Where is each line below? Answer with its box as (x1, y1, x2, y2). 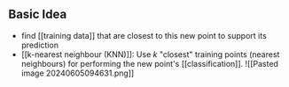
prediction (20, 40, 59, 50)
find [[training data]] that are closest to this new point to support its (20, 30, 267, 40)
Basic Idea (8, 7, 67, 22)
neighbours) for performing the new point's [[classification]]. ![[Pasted (20, 58, 278, 69)
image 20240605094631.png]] (20, 68, 135, 78)
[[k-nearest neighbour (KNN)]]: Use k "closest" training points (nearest (20, 48, 280, 60)
